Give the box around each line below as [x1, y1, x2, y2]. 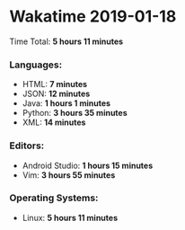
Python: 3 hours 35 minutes [22, 108, 128, 119]
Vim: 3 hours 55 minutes [22, 169, 116, 181]
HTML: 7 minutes [22, 79, 88, 90]
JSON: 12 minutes [22, 88, 91, 100]
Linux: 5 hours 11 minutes [22, 212, 119, 223]
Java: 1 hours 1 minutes [22, 98, 110, 109]
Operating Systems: [9, 191, 99, 204]
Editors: [9, 139, 45, 152]
